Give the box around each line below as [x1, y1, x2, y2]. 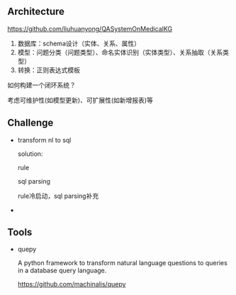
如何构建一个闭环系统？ [7, 81, 76, 89]
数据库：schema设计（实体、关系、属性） [17, 39, 140, 48]
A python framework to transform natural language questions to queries [17, 259, 228, 267]
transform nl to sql [17, 135, 72, 144]
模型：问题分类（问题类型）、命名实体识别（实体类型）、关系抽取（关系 [17, 48, 223, 56]
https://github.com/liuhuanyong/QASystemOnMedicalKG [7, 24, 172, 33]
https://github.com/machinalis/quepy [17, 280, 126, 289]
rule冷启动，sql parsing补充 [17, 191, 99, 200]
